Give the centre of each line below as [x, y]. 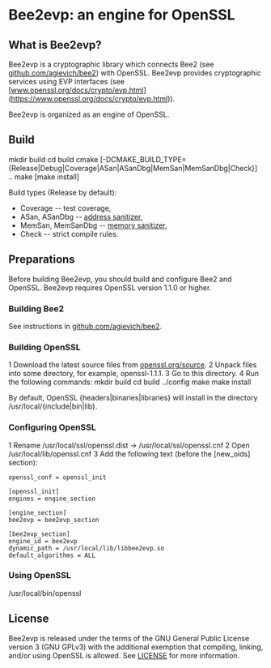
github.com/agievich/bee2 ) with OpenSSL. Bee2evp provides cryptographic [135, 73]
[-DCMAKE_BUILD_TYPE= [143, 159]
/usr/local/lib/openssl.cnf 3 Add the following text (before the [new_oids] [129, 454]
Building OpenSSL [44, 347]
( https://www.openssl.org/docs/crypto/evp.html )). [92, 98]
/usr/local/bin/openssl [45, 593]
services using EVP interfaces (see [67, 81]
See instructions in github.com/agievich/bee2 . [85, 326]
